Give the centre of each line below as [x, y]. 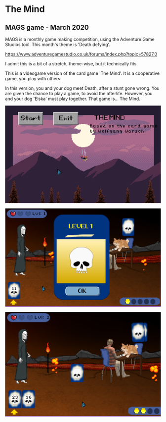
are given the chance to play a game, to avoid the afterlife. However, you [79, 93]
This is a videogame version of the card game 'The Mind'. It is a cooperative [82, 73]
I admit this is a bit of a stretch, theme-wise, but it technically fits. [72, 64]
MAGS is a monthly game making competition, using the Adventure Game [80, 39]
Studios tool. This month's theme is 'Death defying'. [58, 45]
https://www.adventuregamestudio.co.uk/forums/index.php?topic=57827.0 [81, 54]
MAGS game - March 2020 [47, 27]
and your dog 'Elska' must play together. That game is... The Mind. [73, 99]
